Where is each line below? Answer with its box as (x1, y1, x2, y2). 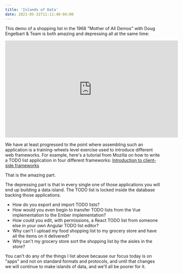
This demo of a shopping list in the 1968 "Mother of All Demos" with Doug (5, 25, 155, 31)
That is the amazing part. (5, 172, 56, 178)
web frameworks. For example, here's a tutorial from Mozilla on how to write (5, 152, 160, 158)
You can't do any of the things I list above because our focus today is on (5, 253, 152, 259)
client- (143, 157, 156, 163)
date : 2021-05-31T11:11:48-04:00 (5, 12, 74, 17)
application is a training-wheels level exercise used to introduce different (5, 146, 153, 153)
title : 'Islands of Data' (5, 7, 58, 12)
